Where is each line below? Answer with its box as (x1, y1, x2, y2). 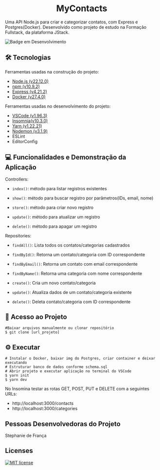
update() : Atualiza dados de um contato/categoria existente (12, 289, 132, 295)
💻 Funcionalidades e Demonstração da (5, 153, 126, 162)
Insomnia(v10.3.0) (12, 118, 48, 124)
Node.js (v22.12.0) (12, 78, 49, 84)
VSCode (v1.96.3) (12, 112, 48, 118)
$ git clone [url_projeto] (5, 330, 60, 335)
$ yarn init (5, 373, 29, 378)
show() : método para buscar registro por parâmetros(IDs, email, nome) (12, 195, 154, 201)
